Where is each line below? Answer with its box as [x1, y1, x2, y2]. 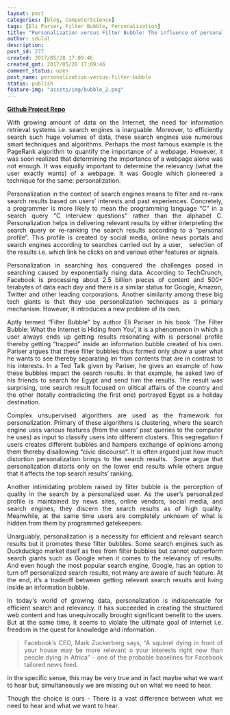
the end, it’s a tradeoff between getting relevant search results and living [7, 576, 223, 584]
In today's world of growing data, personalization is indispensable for [7, 597, 223, 605]
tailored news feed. [23, 661, 79, 669]
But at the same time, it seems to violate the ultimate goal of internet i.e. [7, 619, 223, 627]
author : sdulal [7, 36, 51, 42]
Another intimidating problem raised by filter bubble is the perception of [7, 483, 223, 491]
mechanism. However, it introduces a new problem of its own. [7, 305, 181, 313]
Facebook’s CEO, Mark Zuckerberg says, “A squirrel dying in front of [23, 639, 223, 647]
